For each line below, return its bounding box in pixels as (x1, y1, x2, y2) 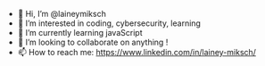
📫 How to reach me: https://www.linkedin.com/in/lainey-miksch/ (17, 47, 257, 57)
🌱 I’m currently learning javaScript (17, 28, 143, 37)
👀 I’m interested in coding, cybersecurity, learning (17, 18, 201, 29)
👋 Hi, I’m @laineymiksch (17, 9, 107, 19)
